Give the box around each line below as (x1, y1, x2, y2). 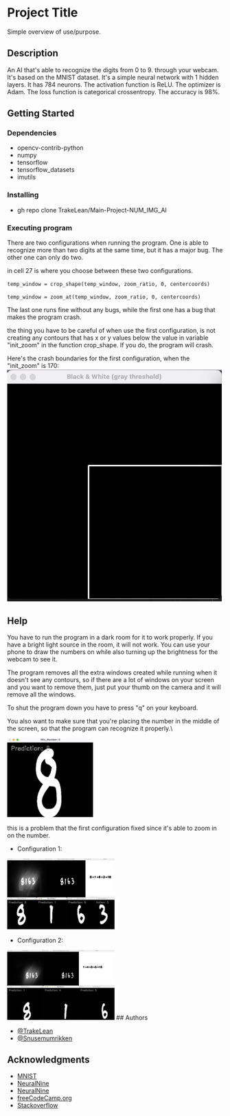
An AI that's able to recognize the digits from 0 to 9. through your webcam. (7, 65, 219, 74)
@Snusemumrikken (16, 1033, 73, 1042)
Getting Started (7, 108, 75, 120)
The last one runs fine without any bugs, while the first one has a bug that (7, 306, 216, 314)
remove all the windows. (7, 690, 76, 699)
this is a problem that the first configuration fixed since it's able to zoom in (7, 824, 218, 833)
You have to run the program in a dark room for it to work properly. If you (7, 633, 213, 642)
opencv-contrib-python (16, 144, 84, 152)
